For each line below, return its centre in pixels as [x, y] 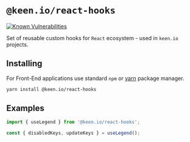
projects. [17, 44]
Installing [24, 63]
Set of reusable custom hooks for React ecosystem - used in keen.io [92, 38]
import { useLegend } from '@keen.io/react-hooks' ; [73, 122]
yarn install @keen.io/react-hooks [51, 89]
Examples [25, 108]
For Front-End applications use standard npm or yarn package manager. [95, 78]
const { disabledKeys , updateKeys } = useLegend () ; [73, 133]
